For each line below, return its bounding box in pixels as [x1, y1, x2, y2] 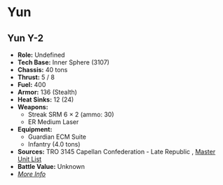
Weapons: [17, 103, 48, 111]
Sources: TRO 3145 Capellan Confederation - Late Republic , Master [17, 148, 216, 156]
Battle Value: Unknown [17, 163, 86, 170]
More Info [17, 170, 46, 178]
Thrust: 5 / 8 [17, 73, 55, 81]
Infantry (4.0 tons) [27, 140, 81, 148]
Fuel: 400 [17, 81, 46, 88]
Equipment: [17, 125, 53, 133]
